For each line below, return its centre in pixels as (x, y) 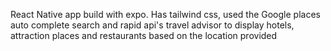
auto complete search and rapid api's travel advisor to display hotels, (152, 25)
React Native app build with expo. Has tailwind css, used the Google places (165, 14)
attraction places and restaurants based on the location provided (144, 35)
